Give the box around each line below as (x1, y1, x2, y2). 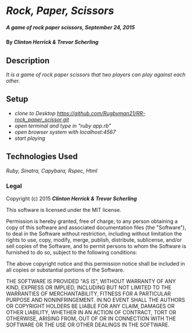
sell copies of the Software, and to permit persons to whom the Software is (6, 242, 187, 249)
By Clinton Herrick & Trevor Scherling (6, 39, 99, 46)
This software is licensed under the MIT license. (6, 206, 121, 213)
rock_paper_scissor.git (14, 116, 69, 123)
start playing (14, 135, 46, 142)
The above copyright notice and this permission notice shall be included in (6, 260, 185, 267)
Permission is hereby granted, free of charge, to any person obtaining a (6, 218, 178, 225)
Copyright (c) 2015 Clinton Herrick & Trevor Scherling (6, 195, 137, 202)
